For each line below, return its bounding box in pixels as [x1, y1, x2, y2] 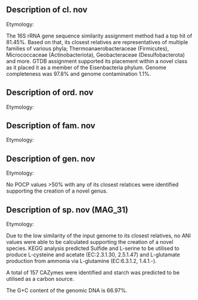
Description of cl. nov [6, 5, 88, 15]
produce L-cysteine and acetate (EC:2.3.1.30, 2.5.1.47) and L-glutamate [6, 251, 180, 258]
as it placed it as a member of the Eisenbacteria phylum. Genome [6, 64, 167, 71]
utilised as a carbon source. [6, 276, 75, 283]
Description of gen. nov [6, 153, 95, 163]
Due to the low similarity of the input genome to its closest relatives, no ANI [6, 232, 191, 239]
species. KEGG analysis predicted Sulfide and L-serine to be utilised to [6, 245, 180, 252]
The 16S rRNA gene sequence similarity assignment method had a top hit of [6, 32, 193, 39]
